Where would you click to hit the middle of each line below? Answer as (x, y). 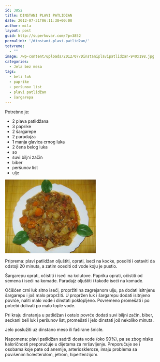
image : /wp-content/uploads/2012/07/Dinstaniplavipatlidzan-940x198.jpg (80, 56)
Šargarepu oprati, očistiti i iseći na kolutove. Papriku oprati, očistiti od (74, 275)
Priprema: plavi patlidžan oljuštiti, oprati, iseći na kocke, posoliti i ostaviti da (80, 261)
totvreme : (15, 46)
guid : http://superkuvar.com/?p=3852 (43, 36)
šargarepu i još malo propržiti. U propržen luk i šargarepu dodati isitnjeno (78, 295)
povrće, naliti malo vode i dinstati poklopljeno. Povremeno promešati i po (77, 300)
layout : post (18, 31)
